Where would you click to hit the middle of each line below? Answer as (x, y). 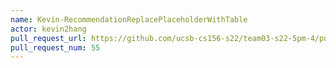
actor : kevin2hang (48, 29)
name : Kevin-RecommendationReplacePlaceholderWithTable (129, 19)
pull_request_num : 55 (55, 47)
